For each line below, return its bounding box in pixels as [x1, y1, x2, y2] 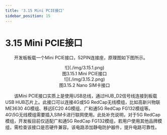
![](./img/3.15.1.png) [64, 65, 105, 71]
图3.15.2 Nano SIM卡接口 [59, 82, 110, 88]
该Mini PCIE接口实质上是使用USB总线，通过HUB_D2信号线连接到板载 [14, 93, 157, 99]
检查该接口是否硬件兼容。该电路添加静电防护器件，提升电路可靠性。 [18, 124, 159, 130]
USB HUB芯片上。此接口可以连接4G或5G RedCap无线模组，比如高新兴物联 [5, 99, 160, 105]
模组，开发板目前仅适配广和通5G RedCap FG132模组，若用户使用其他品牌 [5, 118, 158, 124]
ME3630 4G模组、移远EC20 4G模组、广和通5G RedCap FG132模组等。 [5, 105, 153, 111]
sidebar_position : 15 [5, 13, 51, 19]
